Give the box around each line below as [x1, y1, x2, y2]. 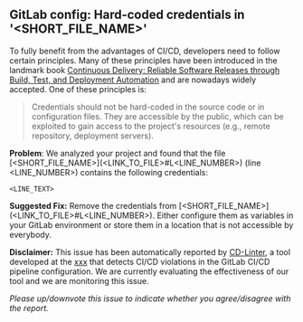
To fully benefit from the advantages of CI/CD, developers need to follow [9, 45, 280, 56]
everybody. [9, 229, 52, 240]
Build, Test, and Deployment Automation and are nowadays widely [9, 74, 257, 85]
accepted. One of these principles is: [9, 83, 147, 94]
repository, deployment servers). [31, 130, 154, 141]
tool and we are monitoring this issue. [9, 275, 149, 286]
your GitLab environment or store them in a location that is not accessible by [9, 219, 294, 230]
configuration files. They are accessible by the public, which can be [31, 110, 284, 121]
